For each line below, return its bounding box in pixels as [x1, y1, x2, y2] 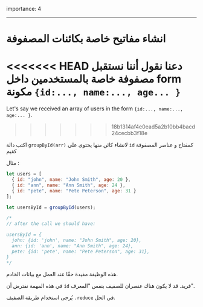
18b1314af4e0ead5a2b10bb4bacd [111, 123, 195, 130]
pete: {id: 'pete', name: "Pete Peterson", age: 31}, [11, 248, 150, 255]
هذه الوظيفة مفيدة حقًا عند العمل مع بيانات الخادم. [6, 271, 118, 278]
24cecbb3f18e [111, 130, 148, 137]
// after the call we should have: [6, 221, 96, 227]
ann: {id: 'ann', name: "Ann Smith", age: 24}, [11, 242, 134, 249]
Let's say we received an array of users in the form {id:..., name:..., [6, 105, 183, 112]
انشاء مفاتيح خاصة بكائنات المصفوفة [6, 32, 166, 46]
